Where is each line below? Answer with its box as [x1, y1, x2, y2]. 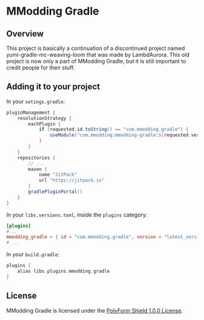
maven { [28, 166, 47, 172]
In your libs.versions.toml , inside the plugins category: [6, 211, 148, 218]
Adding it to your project [6, 82, 100, 92]
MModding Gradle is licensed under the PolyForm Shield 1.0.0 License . [6, 307, 183, 314]
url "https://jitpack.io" [38, 178, 104, 184]
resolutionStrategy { [17, 115, 72, 121]
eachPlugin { [28, 120, 61, 127]
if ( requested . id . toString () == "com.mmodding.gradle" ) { [38, 127, 189, 133]
